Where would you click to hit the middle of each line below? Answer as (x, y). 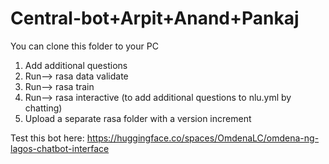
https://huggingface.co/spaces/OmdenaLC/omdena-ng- (203, 138)
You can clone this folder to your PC (84, 46)
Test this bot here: (47, 138)
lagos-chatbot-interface (60, 148)
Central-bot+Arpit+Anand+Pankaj (155, 18)
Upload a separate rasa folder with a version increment (138, 118)
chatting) (43, 108)
